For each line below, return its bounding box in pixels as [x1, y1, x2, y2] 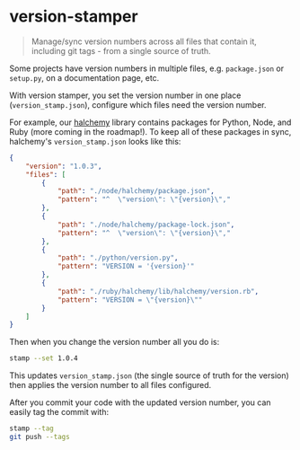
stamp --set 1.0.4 [9, 354, 78, 363]
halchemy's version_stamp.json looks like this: [9, 136, 181, 146]
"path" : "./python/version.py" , [57, 253, 179, 262]
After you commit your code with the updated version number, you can [9, 397, 271, 408]
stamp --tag [9, 424, 54, 433]
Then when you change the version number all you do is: [9, 337, 220, 348]
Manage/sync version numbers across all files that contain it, [31, 36, 258, 47]
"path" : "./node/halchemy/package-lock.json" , [57, 220, 235, 229]
